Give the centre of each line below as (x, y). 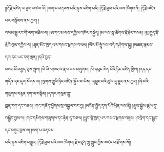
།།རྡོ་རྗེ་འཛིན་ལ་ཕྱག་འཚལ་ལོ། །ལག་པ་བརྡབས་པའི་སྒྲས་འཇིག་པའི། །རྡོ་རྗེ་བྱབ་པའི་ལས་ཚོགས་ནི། (72, 8)
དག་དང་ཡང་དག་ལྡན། (21, 57)
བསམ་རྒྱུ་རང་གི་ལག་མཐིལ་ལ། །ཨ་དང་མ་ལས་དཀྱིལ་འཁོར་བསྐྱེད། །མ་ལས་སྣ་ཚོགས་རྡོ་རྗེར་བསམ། (74, 32)
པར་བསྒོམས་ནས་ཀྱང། (21, 20)
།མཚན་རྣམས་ (143, 45)
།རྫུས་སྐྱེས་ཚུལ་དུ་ (144, 105)
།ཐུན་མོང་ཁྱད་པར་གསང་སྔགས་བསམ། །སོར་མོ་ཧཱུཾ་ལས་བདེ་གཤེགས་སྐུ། (82, 45)
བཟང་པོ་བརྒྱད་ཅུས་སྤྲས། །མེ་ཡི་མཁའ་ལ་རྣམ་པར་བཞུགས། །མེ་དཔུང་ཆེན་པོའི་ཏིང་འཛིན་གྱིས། (72, 69)
